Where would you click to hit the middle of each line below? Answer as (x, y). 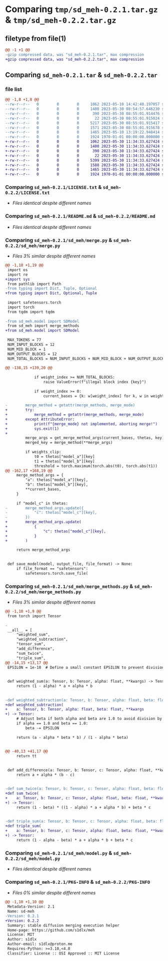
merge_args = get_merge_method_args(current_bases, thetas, (89, 438)
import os (17, 270)
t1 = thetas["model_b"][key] (64, 461)
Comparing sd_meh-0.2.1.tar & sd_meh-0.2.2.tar (81, 75)
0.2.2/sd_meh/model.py (33, 859)
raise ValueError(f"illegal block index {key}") (95, 382)
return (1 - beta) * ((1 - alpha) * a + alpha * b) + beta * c (83, 807)
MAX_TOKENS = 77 (24, 340)
